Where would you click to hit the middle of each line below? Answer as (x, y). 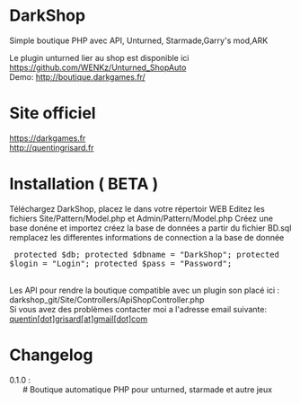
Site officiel (53, 114)
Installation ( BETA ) (84, 184)
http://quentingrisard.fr (52, 147)
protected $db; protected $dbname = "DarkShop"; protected (147, 254)
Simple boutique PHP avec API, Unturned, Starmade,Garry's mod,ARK (139, 40)
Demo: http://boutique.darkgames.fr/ (77, 76)
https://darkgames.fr (48, 138)
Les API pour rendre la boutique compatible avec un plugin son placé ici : (145, 290)
